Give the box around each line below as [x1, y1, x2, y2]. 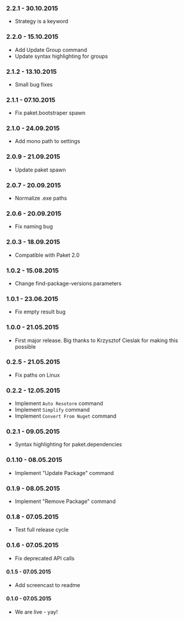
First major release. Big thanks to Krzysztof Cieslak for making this [14, 337, 179, 344]
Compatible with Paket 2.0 [14, 251, 80, 259]
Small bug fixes [14, 80, 53, 88]
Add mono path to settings [14, 138, 80, 145]
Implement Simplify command [14, 406, 91, 414]
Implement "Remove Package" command [14, 498, 116, 505]
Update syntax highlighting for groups [14, 52, 108, 60]
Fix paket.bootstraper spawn [14, 109, 86, 117]
